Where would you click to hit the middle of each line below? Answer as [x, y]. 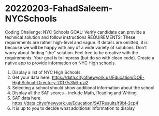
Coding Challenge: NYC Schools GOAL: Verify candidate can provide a [75, 32]
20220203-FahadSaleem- [59, 8]
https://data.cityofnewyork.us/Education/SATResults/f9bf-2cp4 [75, 103]
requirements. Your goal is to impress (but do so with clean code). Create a [80, 58]
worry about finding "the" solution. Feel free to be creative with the [72, 52]
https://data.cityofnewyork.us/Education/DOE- [98, 77]
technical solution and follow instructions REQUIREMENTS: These [70, 37]
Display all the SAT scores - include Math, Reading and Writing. [75, 93]
